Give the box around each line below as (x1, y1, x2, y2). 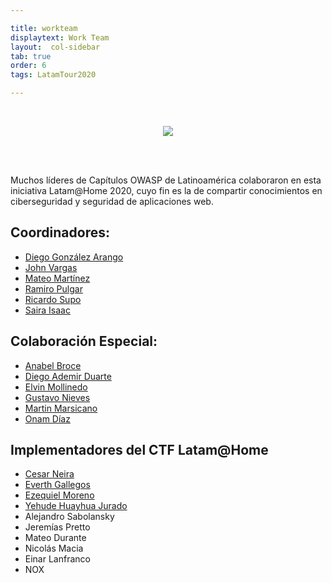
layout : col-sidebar (10, 42, 101, 52)
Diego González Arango (24, 251, 124, 263)
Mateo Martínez (24, 272, 91, 284)
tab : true (10, 51, 52, 61)
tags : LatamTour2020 (10, 70, 97, 80)
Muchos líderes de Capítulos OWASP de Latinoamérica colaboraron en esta (10, 174, 322, 186)
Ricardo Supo (24, 293, 82, 305)
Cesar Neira (24, 468, 75, 480)
